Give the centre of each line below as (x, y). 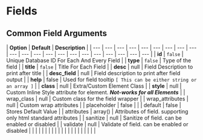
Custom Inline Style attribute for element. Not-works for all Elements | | (96, 92)
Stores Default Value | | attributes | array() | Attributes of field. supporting (97, 111)
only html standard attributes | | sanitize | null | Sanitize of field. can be (94, 118)
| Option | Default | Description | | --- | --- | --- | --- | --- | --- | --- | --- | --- (101, 47)
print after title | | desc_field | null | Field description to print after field (93, 73)
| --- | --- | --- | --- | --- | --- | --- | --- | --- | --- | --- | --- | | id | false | (95, 54)
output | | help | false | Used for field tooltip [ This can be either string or (101, 80)
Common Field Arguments (57, 33)
